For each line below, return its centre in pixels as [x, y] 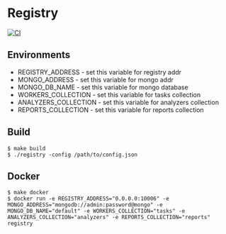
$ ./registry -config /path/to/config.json [73, 155]
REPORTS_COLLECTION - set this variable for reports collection [111, 110]
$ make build [27, 148]
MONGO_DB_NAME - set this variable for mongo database [103, 87]
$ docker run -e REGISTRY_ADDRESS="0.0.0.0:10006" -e [89, 199]
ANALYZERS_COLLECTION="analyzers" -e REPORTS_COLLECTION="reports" [109, 218]
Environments [39, 55]
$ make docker [28, 193]
